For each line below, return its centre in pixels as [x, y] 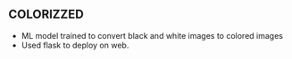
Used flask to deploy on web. [75, 45]
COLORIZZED [46, 15]
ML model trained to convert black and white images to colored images [152, 35]
